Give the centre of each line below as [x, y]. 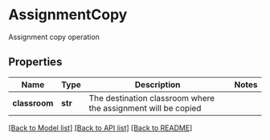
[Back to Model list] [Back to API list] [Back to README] [100, 128]
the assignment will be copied [145, 108]
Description [157, 84]
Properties [35, 62]
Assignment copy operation [54, 37]
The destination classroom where [152, 98]
